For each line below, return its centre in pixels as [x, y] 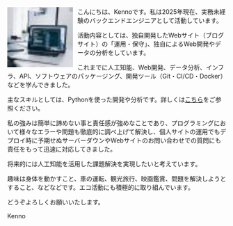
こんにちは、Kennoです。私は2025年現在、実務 [145, 12]
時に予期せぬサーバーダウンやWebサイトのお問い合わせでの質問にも [123, 140]
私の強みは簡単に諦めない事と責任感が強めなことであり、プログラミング [111, 123]
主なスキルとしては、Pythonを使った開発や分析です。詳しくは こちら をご [111, 99]
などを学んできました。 [41, 85]
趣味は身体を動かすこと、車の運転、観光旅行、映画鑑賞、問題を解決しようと [117, 179]
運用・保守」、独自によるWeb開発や [164, 44]
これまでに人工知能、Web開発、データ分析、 [142, 67]
